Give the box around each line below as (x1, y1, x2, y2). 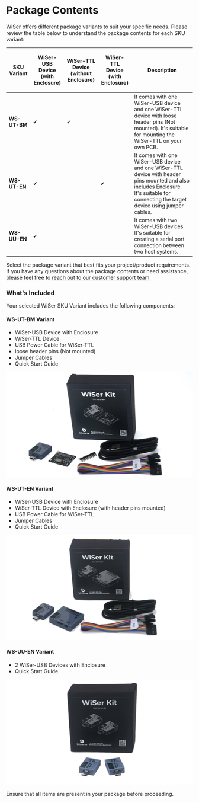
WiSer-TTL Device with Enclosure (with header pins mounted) (14, 504, 166, 511)
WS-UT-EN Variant (6, 485, 54, 492)
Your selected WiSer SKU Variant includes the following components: (6, 302, 175, 309)
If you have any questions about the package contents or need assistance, (6, 267, 188, 274)
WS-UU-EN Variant (6, 648, 54, 655)
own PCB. (134, 143, 158, 151)
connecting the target (134, 196, 187, 203)
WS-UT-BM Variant (6, 315, 55, 323)
